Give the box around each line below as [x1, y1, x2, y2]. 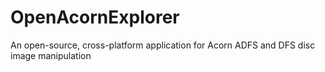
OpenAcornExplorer [10, 6, 180, 29]
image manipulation [10, 49, 92, 61]
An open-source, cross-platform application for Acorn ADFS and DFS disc [10, 39, 316, 51]
